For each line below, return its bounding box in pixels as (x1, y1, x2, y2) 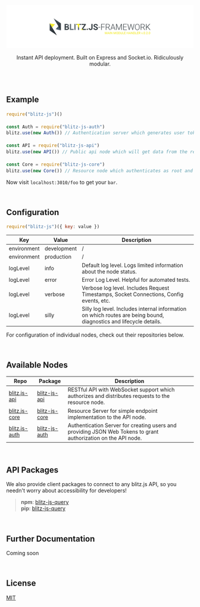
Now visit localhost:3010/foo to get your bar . (6, 178, 118, 186)
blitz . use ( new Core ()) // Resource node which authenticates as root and (6, 167, 193, 174)
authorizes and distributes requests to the (67, 393, 170, 400)
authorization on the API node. (67, 434, 142, 441)
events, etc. (82, 297, 110, 304)
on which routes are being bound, (82, 312, 164, 319)
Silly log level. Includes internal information (82, 306, 186, 313)
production (44, 253, 71, 260)
